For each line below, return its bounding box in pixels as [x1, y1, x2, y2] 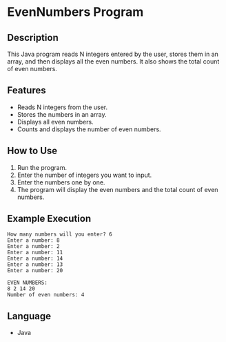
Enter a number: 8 [7, 237, 60, 244]
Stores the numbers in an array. [17, 110, 107, 118]
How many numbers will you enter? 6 [7, 231, 112, 238]
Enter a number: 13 [7, 261, 63, 268]
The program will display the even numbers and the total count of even [17, 185, 218, 193]
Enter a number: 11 [7, 249, 63, 256]
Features [7, 84, 46, 97]
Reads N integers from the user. [17, 103, 108, 111]
